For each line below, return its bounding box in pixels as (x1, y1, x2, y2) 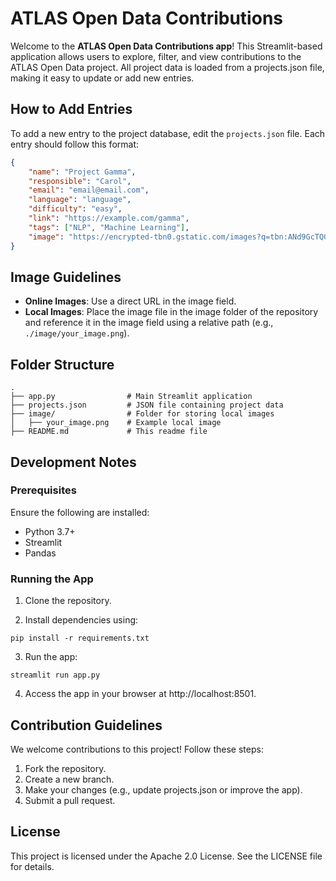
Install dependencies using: (24, 614, 139, 626)
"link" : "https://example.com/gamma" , (28, 213, 190, 223)
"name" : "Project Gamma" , (28, 167, 137, 177)
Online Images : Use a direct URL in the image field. (24, 295, 237, 307)
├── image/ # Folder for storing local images (10, 409, 275, 419)
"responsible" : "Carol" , (28, 176, 132, 186)
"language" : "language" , (28, 195, 132, 205)
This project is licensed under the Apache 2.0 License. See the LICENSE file (10, 850, 323, 862)
